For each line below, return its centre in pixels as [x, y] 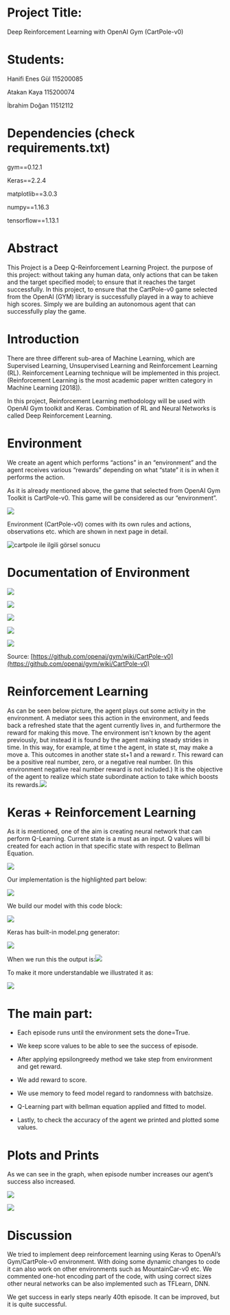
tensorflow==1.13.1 [33, 220]
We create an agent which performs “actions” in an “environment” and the [112, 462]
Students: [36, 60]
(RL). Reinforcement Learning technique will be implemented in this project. [114, 373]
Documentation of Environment [99, 572]
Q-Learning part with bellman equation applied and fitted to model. [112, 1107]
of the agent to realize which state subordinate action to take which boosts [113, 776]
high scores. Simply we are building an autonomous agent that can [101, 304]
